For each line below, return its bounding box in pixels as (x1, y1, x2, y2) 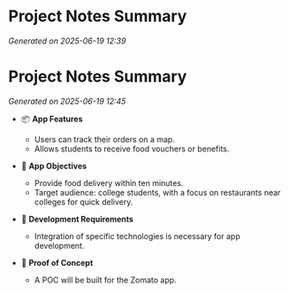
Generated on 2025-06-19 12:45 (8, 96, 126, 106)
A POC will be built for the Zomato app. (34, 275, 178, 285)
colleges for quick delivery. (34, 197, 133, 207)
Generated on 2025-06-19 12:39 (8, 35, 126, 46)
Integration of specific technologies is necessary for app (34, 230, 240, 241)
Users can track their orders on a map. (34, 134, 176, 144)
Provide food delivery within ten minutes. (34, 177, 184, 188)
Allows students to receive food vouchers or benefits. (34, 143, 230, 154)
